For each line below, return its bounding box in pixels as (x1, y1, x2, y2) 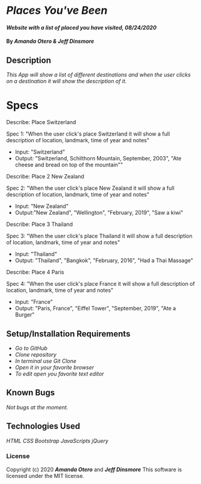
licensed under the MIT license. (6, 472, 84, 479)
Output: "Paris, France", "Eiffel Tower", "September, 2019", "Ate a (14, 305, 176, 312)
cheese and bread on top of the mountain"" (14, 161, 123, 169)
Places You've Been (6, 4, 108, 17)
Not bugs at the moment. (6, 403, 69, 410)
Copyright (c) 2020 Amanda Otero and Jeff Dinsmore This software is (6, 465, 182, 473)
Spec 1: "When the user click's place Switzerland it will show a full (6, 130, 170, 137)
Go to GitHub (14, 344, 48, 351)
